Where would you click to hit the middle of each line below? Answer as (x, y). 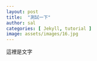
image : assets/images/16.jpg (42, 34)
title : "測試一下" (29, 17)
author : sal (21, 23)
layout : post (22, 12)
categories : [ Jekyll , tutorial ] (49, 28)
